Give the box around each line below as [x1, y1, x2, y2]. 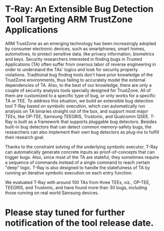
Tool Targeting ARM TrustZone [5, 14, 133, 25]
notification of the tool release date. [5, 217, 154, 229]
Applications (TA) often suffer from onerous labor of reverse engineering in [5, 61, 156, 67]
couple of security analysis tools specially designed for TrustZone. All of [5, 87, 151, 93]
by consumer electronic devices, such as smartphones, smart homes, [5, 46, 146, 51]
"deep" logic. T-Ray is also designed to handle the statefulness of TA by [5, 164, 150, 170]
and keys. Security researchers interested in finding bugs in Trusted [5, 56, 142, 62]
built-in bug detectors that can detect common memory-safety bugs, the [5, 124, 152, 129]
